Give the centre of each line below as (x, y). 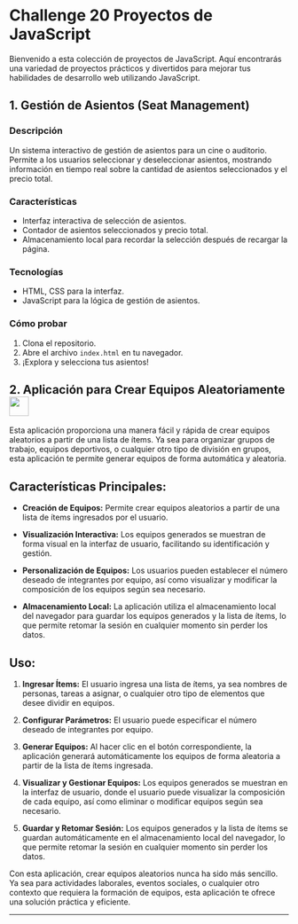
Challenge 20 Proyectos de (111, 16)
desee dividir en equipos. (68, 702)
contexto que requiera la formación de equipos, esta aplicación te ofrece (142, 892)
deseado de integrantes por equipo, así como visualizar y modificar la (149, 580)
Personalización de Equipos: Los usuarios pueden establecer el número (155, 571)
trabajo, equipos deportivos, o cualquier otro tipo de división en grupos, (141, 450)
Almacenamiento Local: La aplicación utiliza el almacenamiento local (149, 607)
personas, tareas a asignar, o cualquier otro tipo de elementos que (143, 693)
